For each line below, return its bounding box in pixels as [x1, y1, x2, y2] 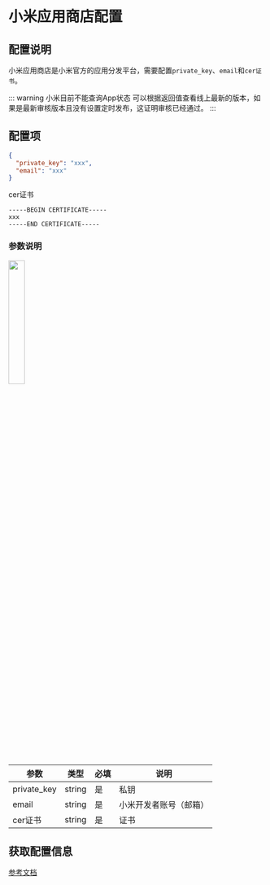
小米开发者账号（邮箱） [119, 799, 209, 810]
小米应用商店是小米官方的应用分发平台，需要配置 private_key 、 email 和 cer [8, 66, 256, 75]
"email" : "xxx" [15, 166, 67, 175]
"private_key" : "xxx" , [15, 159, 93, 167]
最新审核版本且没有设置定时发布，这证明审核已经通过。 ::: [22, 103, 217, 112]
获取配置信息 [8, 844, 73, 858]
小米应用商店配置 [8, 7, 124, 26]
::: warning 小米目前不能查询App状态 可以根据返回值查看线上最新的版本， [8, 93, 255, 103]
